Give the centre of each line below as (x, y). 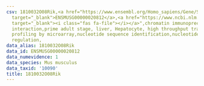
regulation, (27, 40)
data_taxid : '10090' (32, 68)
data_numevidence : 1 (32, 57)
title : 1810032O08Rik (34, 74)
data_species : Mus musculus (42, 62)
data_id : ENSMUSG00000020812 (43, 51)
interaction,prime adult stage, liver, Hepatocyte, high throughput (100, 29)
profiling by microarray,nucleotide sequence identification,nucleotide (106, 35)
